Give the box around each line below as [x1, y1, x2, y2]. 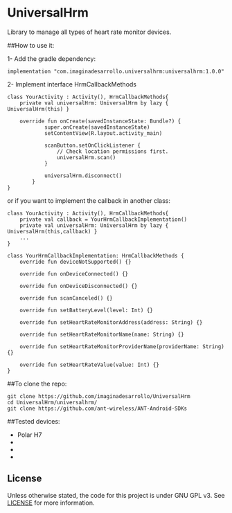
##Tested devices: [7, 417, 60, 425]
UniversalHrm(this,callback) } [7, 228, 98, 235]
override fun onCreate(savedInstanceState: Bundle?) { [19, 118, 181, 125]
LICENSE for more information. [7, 498, 95, 507]
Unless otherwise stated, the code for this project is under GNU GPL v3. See [7, 491, 225, 499]
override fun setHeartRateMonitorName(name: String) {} [19, 331, 185, 338]
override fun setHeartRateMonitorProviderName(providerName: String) [19, 343, 225, 350]
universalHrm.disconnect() [44, 172, 123, 179]
